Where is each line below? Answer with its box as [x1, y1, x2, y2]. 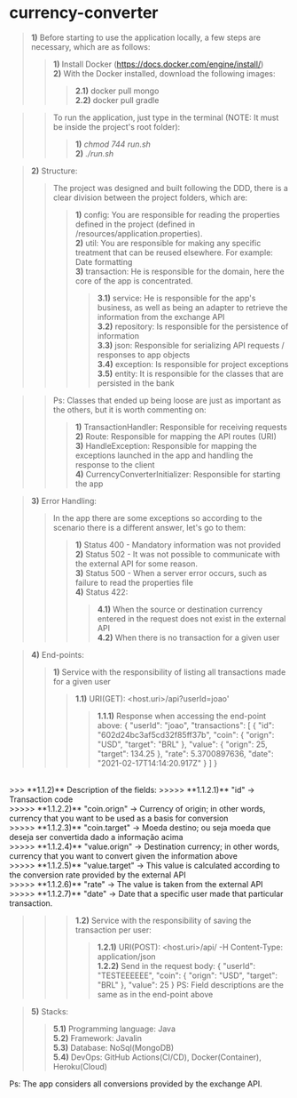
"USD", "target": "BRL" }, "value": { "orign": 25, [97, 739, 268, 749]
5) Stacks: [30, 1006, 69, 1016]
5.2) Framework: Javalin [52, 1032, 142, 1043]
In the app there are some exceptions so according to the [52, 512, 263, 523]
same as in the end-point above [97, 989, 214, 999]
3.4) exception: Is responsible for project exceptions [97, 358, 289, 369]
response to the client [74, 459, 155, 469]
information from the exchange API [97, 311, 225, 322]
